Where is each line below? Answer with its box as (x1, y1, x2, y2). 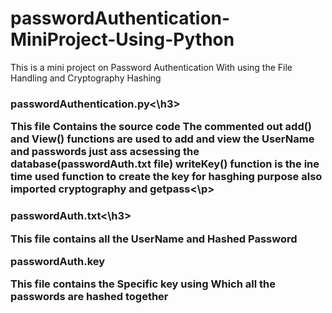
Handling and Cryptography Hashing (10, 72, 162, 84)
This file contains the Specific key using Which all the (10, 277, 276, 291)
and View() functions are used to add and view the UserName (10, 132, 315, 146)
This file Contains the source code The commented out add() (10, 120, 313, 134)
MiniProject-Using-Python (10, 28, 235, 51)
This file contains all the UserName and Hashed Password (10, 232, 298, 246)
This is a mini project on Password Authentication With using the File (10, 61, 293, 73)
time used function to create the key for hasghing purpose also (10, 170, 323, 184)
